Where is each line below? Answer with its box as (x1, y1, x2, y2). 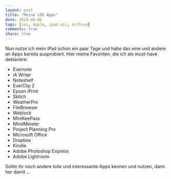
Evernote (12, 66, 32, 72)
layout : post (5, 7, 33, 13)
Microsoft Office (12, 132, 47, 137)
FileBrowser (12, 105, 38, 110)
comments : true (5, 27, 38, 32)
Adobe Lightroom (12, 153, 50, 160)
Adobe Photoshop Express (12, 148, 69, 154)
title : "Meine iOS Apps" (5, 12, 58, 17)
